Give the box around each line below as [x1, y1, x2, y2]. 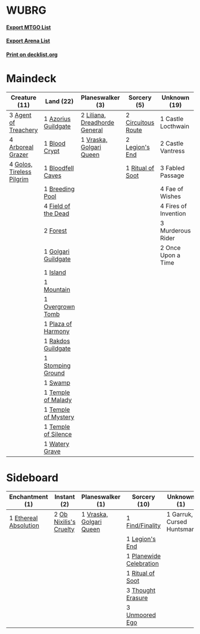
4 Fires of [160, 202, 187, 210]
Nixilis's [54, 517, 76, 525]
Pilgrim [9, 175, 29, 183]
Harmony [43, 327, 70, 335]
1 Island [43, 268, 67, 276]
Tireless [9, 168, 32, 176]
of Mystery [43, 413, 74, 421]
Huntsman [166, 525, 195, 533]
